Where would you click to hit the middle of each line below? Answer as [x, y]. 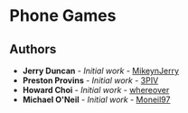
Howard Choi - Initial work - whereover [96, 90]
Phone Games [63, 16]
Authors [33, 49]
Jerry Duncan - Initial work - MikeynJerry [100, 71]
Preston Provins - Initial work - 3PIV [90, 80]
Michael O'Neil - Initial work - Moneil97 [96, 99]
